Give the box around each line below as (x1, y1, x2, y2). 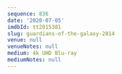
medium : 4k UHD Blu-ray (7, 50, 78, 57)
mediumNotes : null (7, 56, 61, 63)
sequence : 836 (7, 10, 49, 18)
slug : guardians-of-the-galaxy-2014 (7, 30, 115, 37)
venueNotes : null (7, 43, 59, 50)
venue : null (7, 37, 42, 44)
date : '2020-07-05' (7, 17, 65, 24)
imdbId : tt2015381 (7, 23, 61, 30)
